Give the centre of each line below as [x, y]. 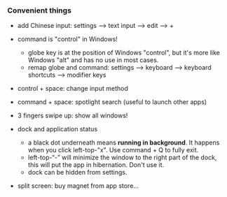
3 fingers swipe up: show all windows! [73, 116]
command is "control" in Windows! [67, 39]
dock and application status [57, 129]
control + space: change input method [73, 89]
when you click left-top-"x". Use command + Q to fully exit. [113, 150]
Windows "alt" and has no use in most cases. [93, 60]
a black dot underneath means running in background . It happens [124, 143]
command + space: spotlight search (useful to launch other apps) [112, 102]
